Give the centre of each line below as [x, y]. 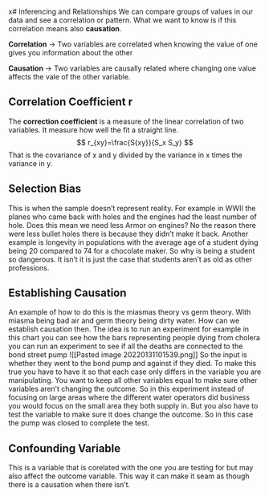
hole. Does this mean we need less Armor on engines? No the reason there [132, 225]
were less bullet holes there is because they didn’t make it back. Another [128, 234]
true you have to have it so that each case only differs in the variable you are [135, 372]
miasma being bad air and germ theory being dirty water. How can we [124, 321]
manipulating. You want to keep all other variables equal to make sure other [133, 380]
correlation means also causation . [65, 28]
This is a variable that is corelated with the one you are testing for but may [131, 468]
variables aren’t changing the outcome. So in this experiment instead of [126, 389]
